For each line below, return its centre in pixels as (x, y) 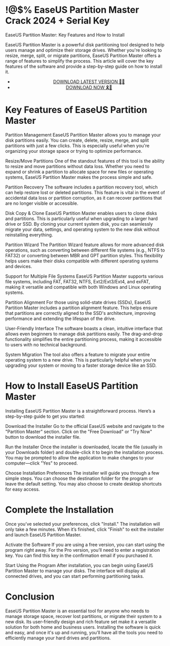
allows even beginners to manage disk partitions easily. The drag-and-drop (84, 334)
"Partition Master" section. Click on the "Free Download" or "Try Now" (79, 432)
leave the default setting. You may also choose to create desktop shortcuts (83, 483)
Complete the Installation (60, 510)
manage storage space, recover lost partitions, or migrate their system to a (83, 616)
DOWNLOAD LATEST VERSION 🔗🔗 (89, 82)
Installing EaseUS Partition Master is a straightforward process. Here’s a (80, 411)
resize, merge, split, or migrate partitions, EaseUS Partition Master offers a (83, 56)
